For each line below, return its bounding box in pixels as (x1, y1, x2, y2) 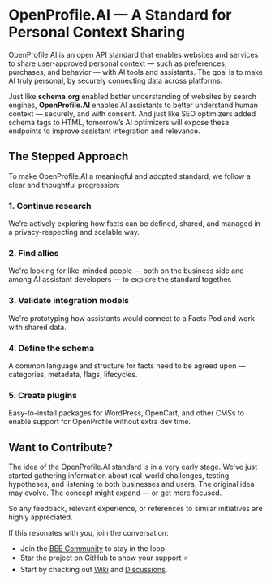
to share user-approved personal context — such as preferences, (8, 59, 227, 68)
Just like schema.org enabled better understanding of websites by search (8, 91, 257, 101)
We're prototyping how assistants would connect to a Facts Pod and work (8, 313, 256, 323)
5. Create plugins (8, 389, 77, 401)
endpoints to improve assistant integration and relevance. (8, 126, 200, 136)
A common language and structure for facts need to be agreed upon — (8, 360, 246, 371)
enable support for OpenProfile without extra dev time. (8, 417, 191, 427)
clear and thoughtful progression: (8, 180, 120, 189)
